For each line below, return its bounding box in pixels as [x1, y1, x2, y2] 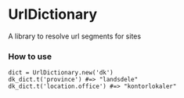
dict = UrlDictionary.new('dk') [8, 69, 114, 77]
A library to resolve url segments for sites [8, 31, 142, 41]
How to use [8, 51, 52, 62]
